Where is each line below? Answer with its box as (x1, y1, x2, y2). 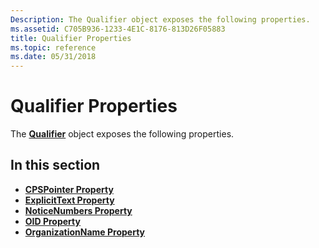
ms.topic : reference (10, 42, 97, 53)
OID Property (24, 215, 81, 227)
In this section (10, 157, 101, 174)
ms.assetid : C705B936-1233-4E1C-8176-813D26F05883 (10, 24, 226, 34)
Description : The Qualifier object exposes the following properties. (10, 14, 311, 25)
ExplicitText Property (24, 194, 115, 206)
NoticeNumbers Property (24, 204, 133, 216)
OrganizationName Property (24, 226, 146, 238)
